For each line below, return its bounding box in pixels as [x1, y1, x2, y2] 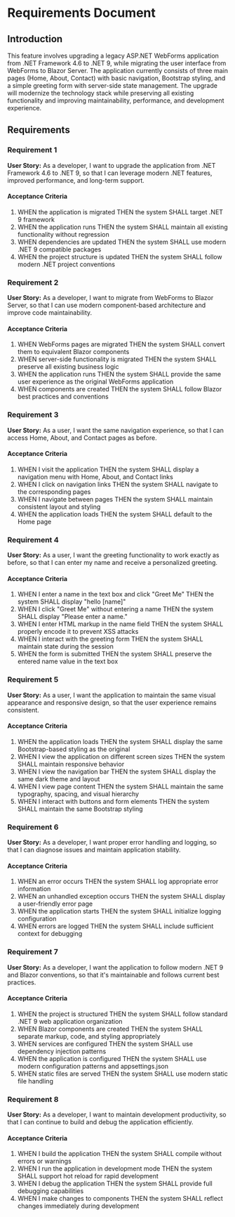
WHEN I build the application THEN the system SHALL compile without [17, 1150, 222, 1158]
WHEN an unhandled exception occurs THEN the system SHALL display [17, 892, 226, 901]
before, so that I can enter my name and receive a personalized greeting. [7, 559, 218, 567]
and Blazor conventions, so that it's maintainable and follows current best [7, 970, 220, 979]
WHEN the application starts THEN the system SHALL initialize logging [17, 907, 222, 916]
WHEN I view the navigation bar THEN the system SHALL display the [17, 767, 216, 776]
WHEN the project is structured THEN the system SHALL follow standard [17, 1010, 228, 1018]
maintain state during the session [17, 642, 114, 651]
